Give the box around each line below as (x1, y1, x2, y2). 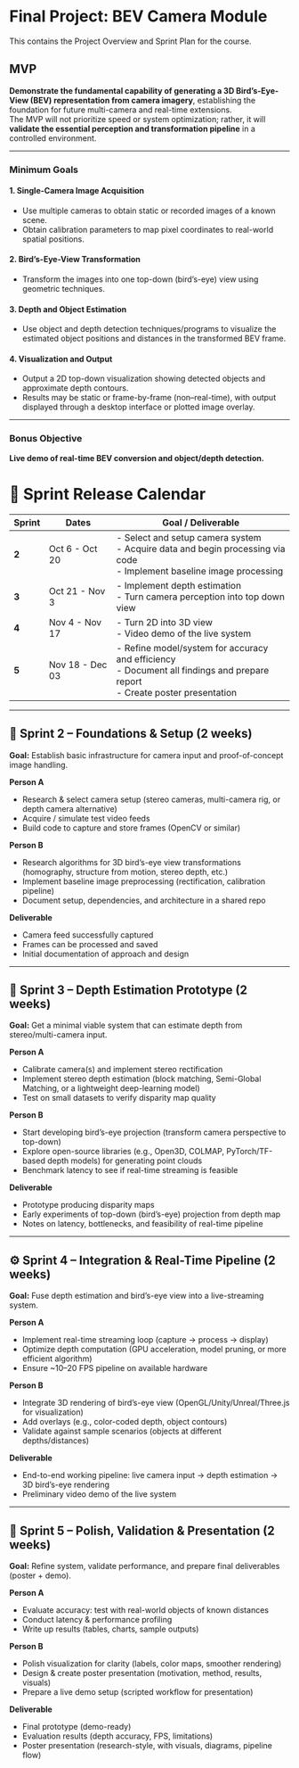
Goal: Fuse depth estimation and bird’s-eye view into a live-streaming (9, 1291, 264, 1301)
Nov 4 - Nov (48, 615, 102, 628)
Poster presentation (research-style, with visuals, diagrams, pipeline (21, 1739, 273, 1750)
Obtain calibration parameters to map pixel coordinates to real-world (21, 224, 274, 235)
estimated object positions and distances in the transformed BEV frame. (21, 333, 287, 344)
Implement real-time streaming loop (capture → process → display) (21, 1334, 269, 1345)
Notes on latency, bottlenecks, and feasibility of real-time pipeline (21, 1219, 264, 1229)
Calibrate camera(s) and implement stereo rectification (21, 1064, 223, 1075)
